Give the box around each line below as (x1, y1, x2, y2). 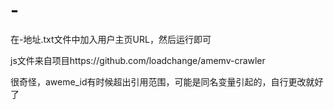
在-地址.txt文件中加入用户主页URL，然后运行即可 (10, 33, 212, 45)
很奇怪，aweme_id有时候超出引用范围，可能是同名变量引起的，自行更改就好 (10, 75, 324, 88)
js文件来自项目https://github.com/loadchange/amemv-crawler (10, 54, 266, 66)
